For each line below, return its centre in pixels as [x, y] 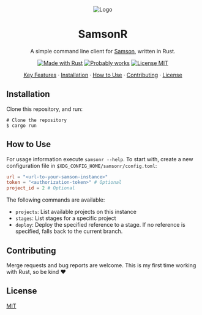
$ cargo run [21, 126]
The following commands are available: [56, 200]
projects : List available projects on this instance [76, 212]
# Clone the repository [37, 120]
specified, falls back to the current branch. [69, 231]
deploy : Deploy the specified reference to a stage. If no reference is [100, 225]
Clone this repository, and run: [44, 109]
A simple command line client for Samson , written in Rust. [103, 51]
